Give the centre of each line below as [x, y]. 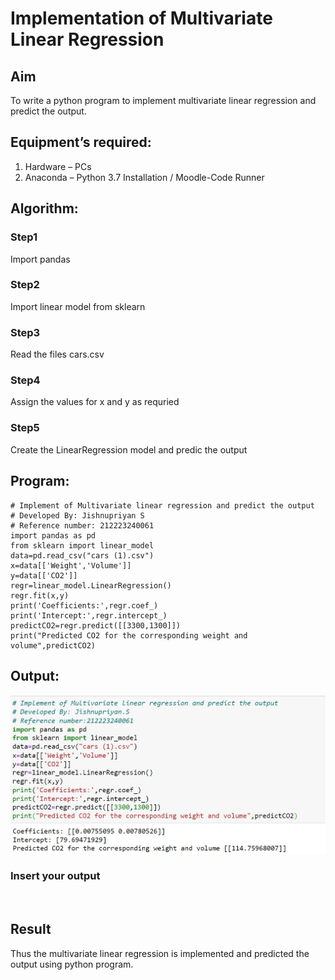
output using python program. [72, 964]
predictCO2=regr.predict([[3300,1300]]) [96, 625]
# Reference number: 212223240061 [82, 525]
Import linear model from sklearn [78, 306]
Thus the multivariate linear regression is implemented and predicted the [160, 953]
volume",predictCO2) [53, 645]
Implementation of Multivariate [141, 18]
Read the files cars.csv [57, 354]
